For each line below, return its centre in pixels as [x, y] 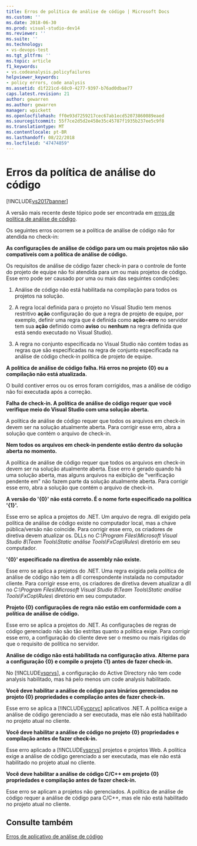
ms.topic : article [29, 61]
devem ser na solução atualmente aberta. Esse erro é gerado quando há [94, 469]
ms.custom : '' [24, 17]
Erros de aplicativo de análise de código [55, 837]
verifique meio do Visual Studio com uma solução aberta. [78, 409]
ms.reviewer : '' [26, 34]
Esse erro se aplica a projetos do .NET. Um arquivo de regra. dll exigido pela [98, 516]
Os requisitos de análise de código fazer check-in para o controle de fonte [96, 265]
